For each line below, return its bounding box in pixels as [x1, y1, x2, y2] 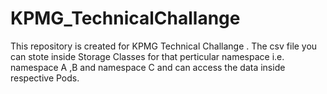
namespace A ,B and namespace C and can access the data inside [10, 61, 286, 73]
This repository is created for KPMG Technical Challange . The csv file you [10, 40, 318, 52]
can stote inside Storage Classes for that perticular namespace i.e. [10, 50, 285, 62]
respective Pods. [10, 72, 80, 84]
